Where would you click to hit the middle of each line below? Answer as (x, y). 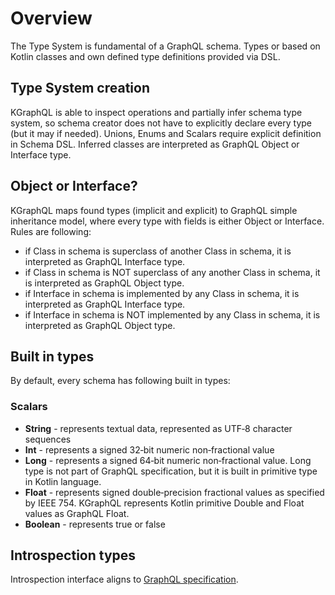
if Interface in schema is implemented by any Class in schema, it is (162, 293)
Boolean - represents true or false (95, 524)
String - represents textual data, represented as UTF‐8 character (158, 428)
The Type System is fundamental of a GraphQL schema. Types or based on (165, 46)
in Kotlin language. (63, 481)
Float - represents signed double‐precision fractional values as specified (174, 492)
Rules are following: (51, 231)
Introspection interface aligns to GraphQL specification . (124, 579)
